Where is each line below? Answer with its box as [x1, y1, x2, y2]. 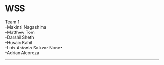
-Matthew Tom [5, 29, 35, 35]
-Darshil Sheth [5, 34, 34, 40]
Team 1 [5, 19, 20, 25]
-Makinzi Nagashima [5, 24, 47, 30]
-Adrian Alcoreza [5, 49, 40, 56]
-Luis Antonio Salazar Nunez [5, 45, 62, 50]
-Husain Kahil [5, 39, 33, 45]
